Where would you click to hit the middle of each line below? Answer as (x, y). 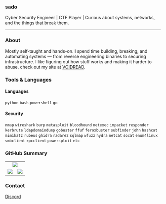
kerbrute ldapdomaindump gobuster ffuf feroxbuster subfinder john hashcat (81, 130)
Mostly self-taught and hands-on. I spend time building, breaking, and (76, 51)
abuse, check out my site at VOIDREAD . (45, 67)
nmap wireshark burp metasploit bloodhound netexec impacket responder (77, 125)
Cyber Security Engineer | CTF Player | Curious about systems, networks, (80, 18)
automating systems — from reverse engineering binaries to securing (76, 56)
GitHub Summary (26, 153)
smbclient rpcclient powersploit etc (42, 141)
